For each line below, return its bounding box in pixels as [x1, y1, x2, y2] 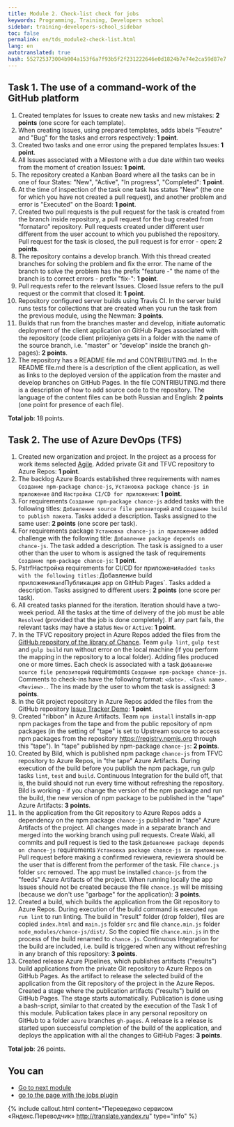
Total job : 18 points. [8, 413, 65, 422]
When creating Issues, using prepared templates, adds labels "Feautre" [17, 126, 223, 134]
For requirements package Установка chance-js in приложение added [17, 526, 219, 535]
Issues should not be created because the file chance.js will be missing [17, 883, 224, 891]
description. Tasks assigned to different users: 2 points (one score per [17, 586, 221, 594]
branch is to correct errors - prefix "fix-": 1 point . [17, 274, 159, 283]
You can [8, 1065, 44, 1077]
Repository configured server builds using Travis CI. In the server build [17, 296, 221, 304]
